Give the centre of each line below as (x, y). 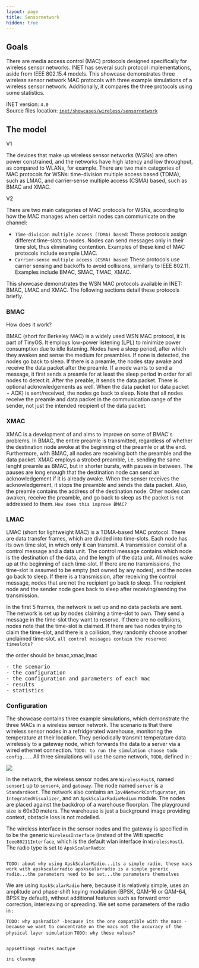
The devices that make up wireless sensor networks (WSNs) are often (92, 155)
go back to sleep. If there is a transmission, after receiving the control (91, 576)
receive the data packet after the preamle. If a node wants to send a (89, 368)
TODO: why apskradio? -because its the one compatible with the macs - (97, 922)
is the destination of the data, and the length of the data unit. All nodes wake (99, 557)
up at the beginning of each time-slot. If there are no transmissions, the (93, 564)
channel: (17, 223)
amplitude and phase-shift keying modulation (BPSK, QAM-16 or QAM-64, (97, 892)
